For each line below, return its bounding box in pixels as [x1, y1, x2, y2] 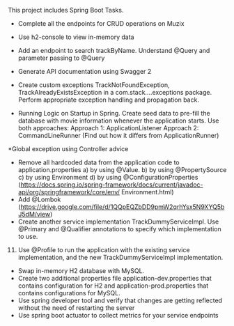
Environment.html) [121, 188, 174, 196]
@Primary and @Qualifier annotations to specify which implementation [17, 225, 221, 233]
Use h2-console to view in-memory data [17, 33, 134, 41]
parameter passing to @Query [17, 54, 105, 62]
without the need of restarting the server [17, 304, 135, 312]
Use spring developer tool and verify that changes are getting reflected [17, 296, 222, 304]
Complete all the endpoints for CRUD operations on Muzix [17, 20, 185, 27]
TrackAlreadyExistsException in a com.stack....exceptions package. [17, 88, 212, 96]
